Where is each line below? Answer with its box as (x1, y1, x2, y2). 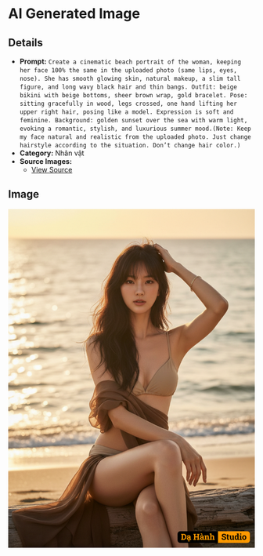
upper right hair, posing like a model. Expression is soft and (19, 108, 234, 116)
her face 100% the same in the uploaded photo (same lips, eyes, (19, 67, 237, 74)
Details (8, 36, 43, 49)
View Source (31, 165, 73, 174)
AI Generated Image (8, 5, 141, 23)
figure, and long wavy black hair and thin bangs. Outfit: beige (19, 83, 237, 91)
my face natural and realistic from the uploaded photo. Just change (19, 133, 252, 141)
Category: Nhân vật (19, 148, 85, 158)
